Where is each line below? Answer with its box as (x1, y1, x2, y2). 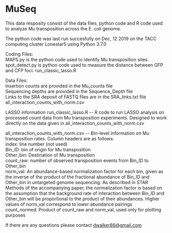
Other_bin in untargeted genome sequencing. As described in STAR (5, 179, 148, 185)
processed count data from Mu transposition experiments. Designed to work (5, 114, 167, 121)
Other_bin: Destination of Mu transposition (5, 152, 95, 158)
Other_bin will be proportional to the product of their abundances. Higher (5, 195, 160, 202)
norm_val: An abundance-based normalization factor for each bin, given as (5, 168, 163, 174)
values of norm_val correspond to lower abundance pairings (5, 201, 132, 207)
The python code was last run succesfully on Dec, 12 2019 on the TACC (5, 35, 157, 42)
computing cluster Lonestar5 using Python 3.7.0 (5, 41, 107, 47)
